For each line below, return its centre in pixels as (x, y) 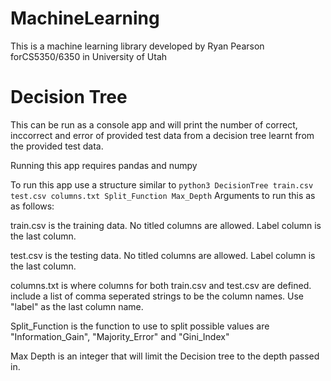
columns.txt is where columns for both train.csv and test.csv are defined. (161, 285)
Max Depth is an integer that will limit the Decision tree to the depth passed (165, 356)
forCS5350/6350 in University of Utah (89, 56)
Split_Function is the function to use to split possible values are (140, 326)
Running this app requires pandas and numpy (104, 165)
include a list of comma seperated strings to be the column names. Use (157, 296)
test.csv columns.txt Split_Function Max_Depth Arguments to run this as (163, 195)
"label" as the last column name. (77, 306)
